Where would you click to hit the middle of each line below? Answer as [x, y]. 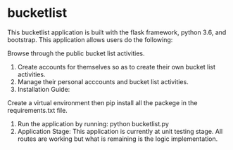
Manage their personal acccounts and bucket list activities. [103, 81]
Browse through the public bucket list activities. [76, 53]
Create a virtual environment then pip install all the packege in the [102, 102]
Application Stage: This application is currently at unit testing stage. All [120, 131]
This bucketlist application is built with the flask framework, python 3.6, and [117, 32]
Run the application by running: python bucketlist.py [93, 123]
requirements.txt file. [38, 110]
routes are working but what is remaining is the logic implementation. [118, 139]
